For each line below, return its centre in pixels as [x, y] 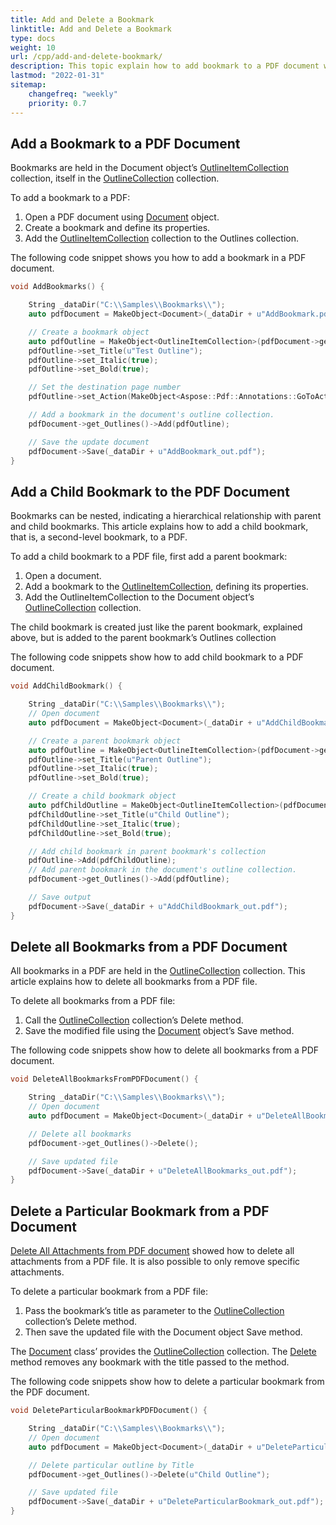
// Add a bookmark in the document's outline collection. [151, 415]
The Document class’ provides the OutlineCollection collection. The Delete [163, 1352]
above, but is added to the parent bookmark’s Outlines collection [143, 638]
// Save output [60, 897]
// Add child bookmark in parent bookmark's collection [147, 851]
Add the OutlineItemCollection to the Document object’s [139, 597]
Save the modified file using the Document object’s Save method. [159, 1031]
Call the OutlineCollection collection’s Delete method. [134, 1020]
